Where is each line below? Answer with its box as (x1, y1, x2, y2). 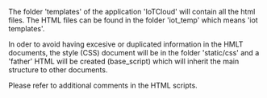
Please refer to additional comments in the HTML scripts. (8, 80, 198, 90)
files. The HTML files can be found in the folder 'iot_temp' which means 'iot (8, 15, 258, 25)
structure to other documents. (8, 65, 108, 75)
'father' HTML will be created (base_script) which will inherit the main (8, 56, 240, 66)
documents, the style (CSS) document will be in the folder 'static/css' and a (8, 48, 260, 57)
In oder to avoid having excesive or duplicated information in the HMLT (8, 39, 244, 49)
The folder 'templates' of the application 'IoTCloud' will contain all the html (8, 7, 256, 16)
